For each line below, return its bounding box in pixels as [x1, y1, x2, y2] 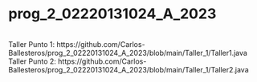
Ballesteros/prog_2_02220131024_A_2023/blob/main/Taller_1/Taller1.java [8, 48, 247, 57]
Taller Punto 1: [8, 39, 55, 49]
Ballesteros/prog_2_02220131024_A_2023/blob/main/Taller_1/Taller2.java [8, 64, 249, 74]
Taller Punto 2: [8, 57, 56, 66]
